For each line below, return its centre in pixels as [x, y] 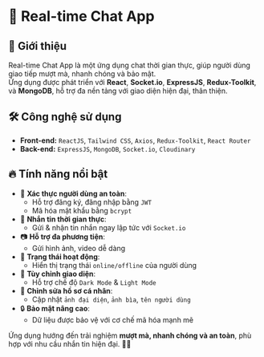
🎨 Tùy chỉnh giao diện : [58, 274]
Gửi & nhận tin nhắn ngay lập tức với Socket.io [109, 227]
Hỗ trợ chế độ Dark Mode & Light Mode [94, 282]
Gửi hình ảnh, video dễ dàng [79, 248]
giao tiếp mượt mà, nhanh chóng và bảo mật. [82, 74]
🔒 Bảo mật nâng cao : [55, 308]
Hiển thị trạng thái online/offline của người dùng [114, 265]
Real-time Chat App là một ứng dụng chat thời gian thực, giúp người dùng [130, 65]
